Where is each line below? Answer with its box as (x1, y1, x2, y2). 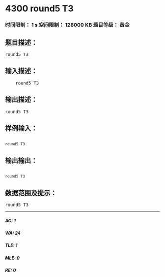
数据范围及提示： (5, 188, 57, 197)
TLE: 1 (5, 242, 18, 248)
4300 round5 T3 (5, 3, 74, 14)
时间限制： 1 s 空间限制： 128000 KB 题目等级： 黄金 (5, 22, 130, 29)
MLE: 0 (5, 255, 20, 261)
